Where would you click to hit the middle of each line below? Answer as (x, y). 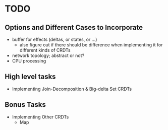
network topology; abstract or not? (48, 55)
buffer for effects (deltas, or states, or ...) (54, 39)
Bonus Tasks (25, 105)
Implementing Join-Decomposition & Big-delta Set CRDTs (72, 89)
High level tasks (30, 77)
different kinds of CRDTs (45, 50)
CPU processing (29, 61)
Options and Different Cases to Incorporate (74, 27)
